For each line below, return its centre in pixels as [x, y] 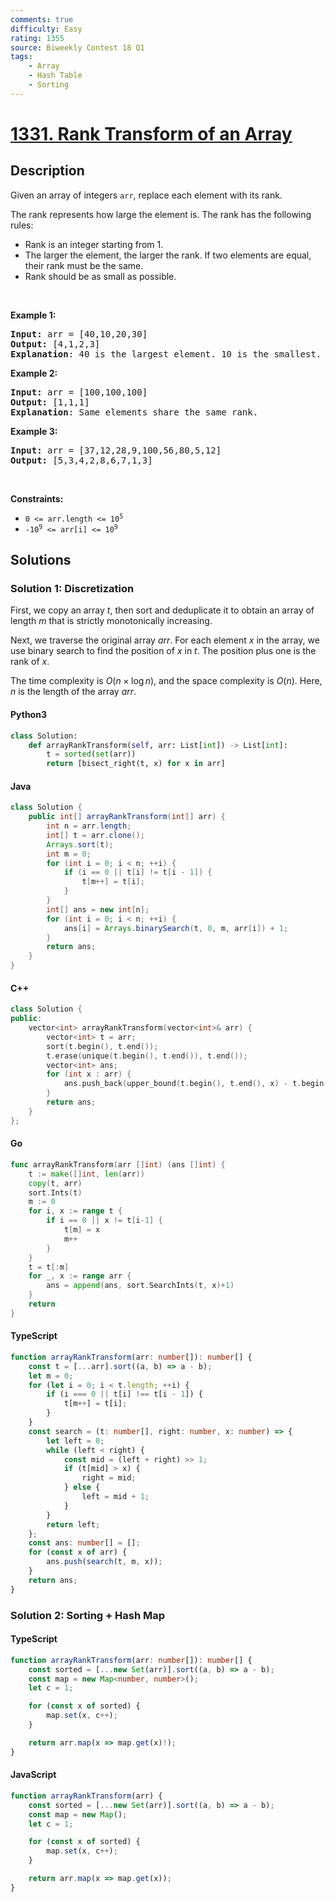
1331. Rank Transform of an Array [151, 133]
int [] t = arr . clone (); [95, 835]
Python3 [28, 715]
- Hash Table [55, 76]
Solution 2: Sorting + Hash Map [88, 1615]
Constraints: [37, 498]
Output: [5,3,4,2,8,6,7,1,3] [81, 460]
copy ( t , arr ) [55, 1183]
